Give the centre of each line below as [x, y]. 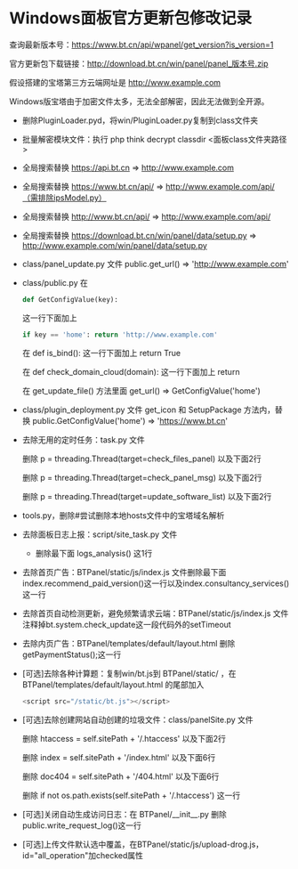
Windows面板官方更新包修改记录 [130, 18]
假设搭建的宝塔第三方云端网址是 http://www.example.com [115, 82]
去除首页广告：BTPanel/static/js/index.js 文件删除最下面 [124, 572]
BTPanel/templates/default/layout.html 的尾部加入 [113, 684]
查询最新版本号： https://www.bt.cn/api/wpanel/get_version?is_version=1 [141, 45]
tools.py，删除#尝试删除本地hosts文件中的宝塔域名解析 [123, 515]
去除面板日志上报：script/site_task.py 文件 [100, 534]
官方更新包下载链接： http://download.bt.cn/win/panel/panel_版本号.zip [139, 63]
